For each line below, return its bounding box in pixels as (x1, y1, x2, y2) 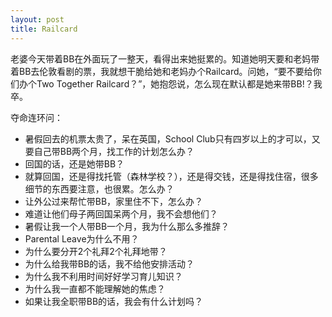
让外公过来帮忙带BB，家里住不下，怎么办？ (24, 195, 204, 207)
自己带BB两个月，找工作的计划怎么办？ (33, 145, 195, 157)
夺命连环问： (10, 111, 63, 123)
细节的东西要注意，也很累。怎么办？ (24, 182, 175, 195)
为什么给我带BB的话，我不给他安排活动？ (24, 257, 195, 270)
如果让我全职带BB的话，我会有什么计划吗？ (24, 295, 204, 307)
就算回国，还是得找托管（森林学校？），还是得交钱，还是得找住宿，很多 (24, 170, 319, 182)
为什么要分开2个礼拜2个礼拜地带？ (24, 245, 168, 257)
